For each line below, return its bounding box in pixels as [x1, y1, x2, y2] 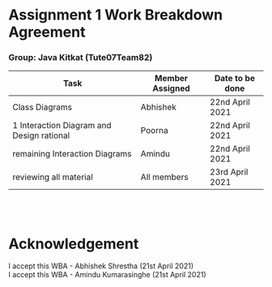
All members [140, 172, 189, 183]
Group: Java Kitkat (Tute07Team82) [8, 52, 153, 63]
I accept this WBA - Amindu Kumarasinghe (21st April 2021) [8, 270, 206, 280]
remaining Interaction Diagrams [12, 148, 132, 160]
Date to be [214, 73, 255, 84]
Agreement [8, 23, 86, 41]
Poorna [140, 125, 168, 136]
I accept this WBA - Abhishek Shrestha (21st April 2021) [8, 261, 194, 271]
